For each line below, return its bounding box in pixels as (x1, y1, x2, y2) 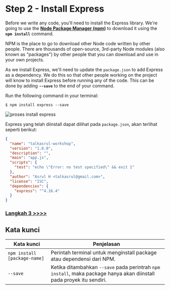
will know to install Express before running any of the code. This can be (5, 77, 154, 83)
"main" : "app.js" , (10, 155, 49, 160)
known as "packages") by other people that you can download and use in (5, 51, 158, 57)
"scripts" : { (10, 160, 37, 165)
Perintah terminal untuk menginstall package (50, 249, 157, 256)
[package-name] (8, 255, 45, 261)
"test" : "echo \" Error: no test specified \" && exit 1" (14, 165, 135, 170)
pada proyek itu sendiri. (50, 276, 107, 283)
